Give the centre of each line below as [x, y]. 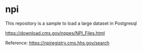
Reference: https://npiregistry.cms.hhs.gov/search [57, 43]
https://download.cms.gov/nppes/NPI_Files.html [55, 33]
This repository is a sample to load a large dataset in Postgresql [71, 23]
